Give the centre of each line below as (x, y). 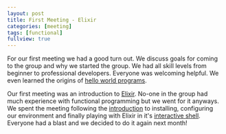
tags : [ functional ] (35, 33)
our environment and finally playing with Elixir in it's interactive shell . (104, 116)
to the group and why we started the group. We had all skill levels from (107, 66)
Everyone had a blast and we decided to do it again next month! (97, 123)
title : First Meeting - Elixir (52, 20)
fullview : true (29, 39)
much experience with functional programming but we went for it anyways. (113, 101)
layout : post (26, 13)
